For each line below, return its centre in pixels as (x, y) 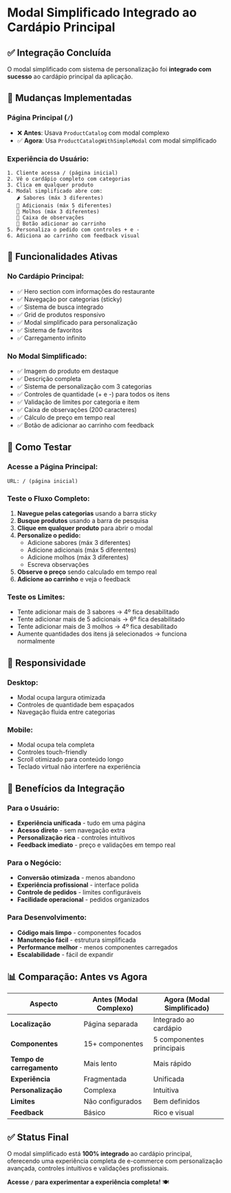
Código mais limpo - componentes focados (79, 932)
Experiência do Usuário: (48, 158)
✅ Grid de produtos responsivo (61, 314)
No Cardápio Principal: (46, 277)
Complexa (100, 1090)
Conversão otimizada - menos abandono (76, 878)
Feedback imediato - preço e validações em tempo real (96, 845)
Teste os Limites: (36, 596)
